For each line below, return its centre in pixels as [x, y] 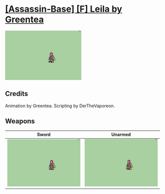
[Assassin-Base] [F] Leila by [64, 9]
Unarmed [121, 135]
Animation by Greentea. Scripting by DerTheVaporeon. [60, 106]
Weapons [20, 121]
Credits [17, 94]
